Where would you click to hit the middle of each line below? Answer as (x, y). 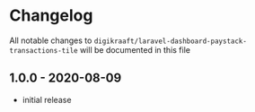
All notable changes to (51, 40)
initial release (47, 99)
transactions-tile (44, 50)
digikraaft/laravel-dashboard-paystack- (170, 41)
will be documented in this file (135, 49)
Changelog (51, 16)
